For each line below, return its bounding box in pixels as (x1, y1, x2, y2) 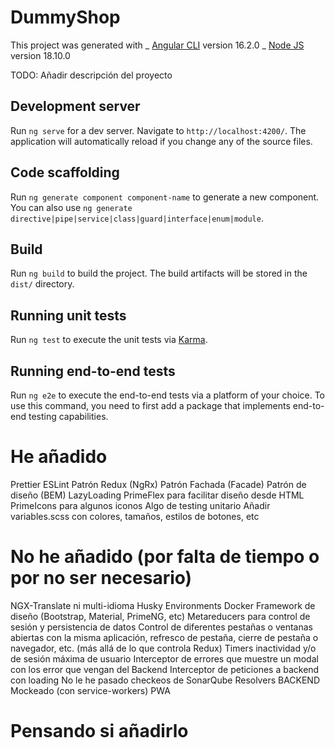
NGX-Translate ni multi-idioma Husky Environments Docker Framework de (10, 599, 316, 611)
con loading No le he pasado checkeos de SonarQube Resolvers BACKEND (10, 674, 321, 686)
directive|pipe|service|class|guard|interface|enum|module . (10, 212, 264, 224)
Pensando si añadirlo (10, 720, 189, 743)
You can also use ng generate (10, 201, 133, 213)
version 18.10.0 (10, 49, 71, 61)
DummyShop (10, 6, 121, 29)
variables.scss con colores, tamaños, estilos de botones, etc (10, 510, 260, 522)
